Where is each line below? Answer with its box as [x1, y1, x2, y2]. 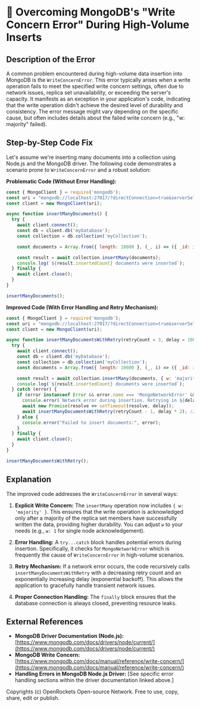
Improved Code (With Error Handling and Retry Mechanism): [6, 303, 159, 311]
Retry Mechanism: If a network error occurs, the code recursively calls [14, 563, 190, 570]
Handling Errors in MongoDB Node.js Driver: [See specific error [14, 670, 174, 677]
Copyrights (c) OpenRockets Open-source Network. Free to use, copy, [6, 688, 179, 695]
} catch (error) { [11, 387, 58, 392]
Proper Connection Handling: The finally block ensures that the [14, 593, 176, 600]
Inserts [6, 31, 42, 44]
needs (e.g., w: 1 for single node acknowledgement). [14, 527, 145, 534]
